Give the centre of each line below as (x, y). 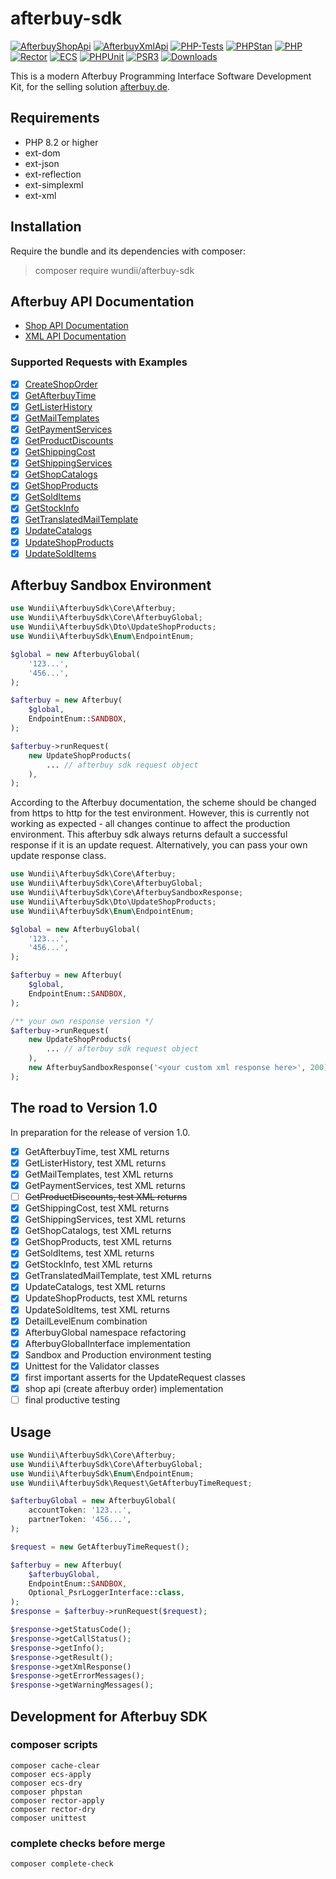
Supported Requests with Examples (99, 362)
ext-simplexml (54, 184)
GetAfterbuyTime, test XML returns (97, 1151)
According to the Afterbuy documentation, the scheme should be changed (163, 803)
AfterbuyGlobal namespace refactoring (105, 1332)
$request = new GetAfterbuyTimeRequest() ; (100, 1547)
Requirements (55, 118)
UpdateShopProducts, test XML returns (106, 1298)
